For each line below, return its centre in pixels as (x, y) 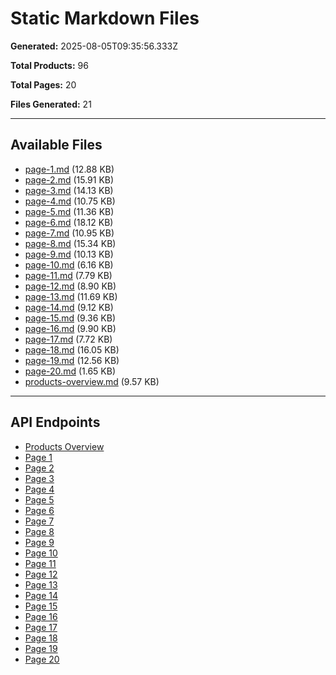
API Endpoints (55, 422)
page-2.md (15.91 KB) (69, 179)
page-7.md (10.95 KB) (69, 233)
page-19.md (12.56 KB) (72, 360)
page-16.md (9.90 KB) (70, 328)
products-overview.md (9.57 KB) (92, 381)
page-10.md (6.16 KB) (69, 264)
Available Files (56, 145)
